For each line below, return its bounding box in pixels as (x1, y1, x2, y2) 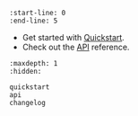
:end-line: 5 (9, 16, 58, 25)
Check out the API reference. (22, 41, 130, 52)
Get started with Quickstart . (22, 32, 125, 42)
